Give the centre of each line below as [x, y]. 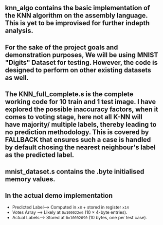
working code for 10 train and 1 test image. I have [81, 102]
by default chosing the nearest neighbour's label [80, 147]
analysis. [19, 31]
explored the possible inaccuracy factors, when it [82, 110]
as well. [17, 78]
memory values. [30, 179]
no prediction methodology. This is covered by [77, 132]
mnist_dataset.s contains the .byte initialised [75, 171]
